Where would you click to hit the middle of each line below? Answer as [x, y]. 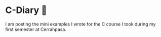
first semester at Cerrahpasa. [36, 29]
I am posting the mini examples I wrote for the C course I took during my [80, 24]
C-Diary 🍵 [26, 10]
